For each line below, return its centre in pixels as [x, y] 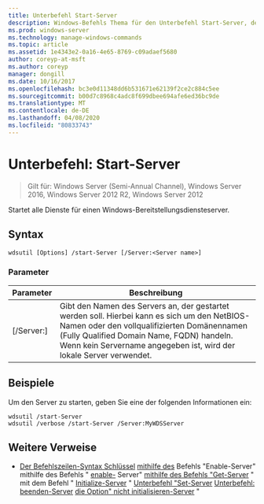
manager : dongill [37, 74]
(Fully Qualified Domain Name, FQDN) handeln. [146, 335]
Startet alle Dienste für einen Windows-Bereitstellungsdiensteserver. [119, 209]
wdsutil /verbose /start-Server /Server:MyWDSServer [96, 423]
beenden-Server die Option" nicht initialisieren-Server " [110, 491]
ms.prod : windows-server [49, 30]
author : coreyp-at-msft [47, 60]
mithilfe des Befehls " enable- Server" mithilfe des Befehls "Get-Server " [137, 475]
